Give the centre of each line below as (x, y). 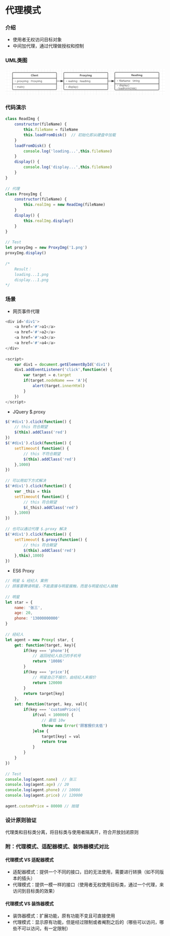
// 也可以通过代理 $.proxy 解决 (36, 529)
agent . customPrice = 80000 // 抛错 (42, 806)
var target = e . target (47, 375)
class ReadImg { (22, 119)
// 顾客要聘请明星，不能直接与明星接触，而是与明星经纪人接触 (62, 586)
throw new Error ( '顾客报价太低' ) (74, 725)
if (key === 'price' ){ (46, 672)
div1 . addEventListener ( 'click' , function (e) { (63, 370)
